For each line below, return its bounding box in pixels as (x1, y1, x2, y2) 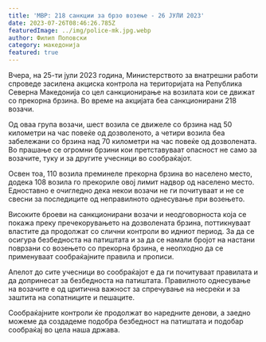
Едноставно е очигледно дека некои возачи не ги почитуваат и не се (8, 186, 244, 195)
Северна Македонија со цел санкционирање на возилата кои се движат (8, 87, 255, 96)
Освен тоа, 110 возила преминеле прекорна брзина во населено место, (8, 169, 252, 178)
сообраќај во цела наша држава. (8, 325, 121, 334)
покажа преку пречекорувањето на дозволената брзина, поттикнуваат (8, 218, 251, 227)
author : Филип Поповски (8, 33, 88, 42)
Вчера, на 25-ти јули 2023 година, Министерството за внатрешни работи (8, 71, 259, 80)
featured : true (8, 49, 59, 56)
